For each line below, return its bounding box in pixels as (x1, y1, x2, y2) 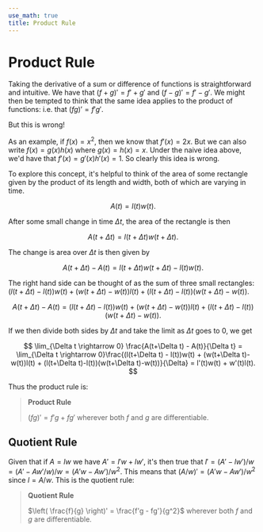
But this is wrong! (8, 120, 66, 129)
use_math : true (8, 11, 59, 20)
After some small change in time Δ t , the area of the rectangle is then (8, 217, 231, 226)
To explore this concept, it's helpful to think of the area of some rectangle (8, 169, 248, 179)
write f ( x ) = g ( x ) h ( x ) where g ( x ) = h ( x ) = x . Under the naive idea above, (8, 145, 242, 155)
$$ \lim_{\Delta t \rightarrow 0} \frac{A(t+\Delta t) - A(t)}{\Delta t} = (23, 341, 243, 351)
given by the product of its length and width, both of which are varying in (8, 178, 246, 187)
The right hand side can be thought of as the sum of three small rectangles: (8, 279, 255, 288)
